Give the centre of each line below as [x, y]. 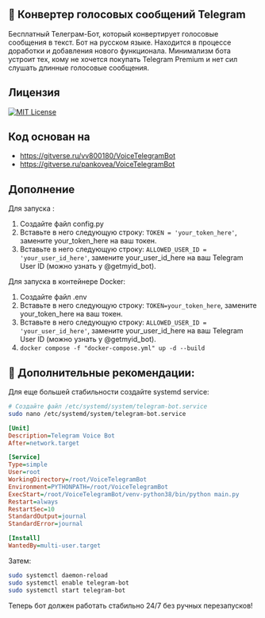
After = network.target [44, 443]
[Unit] [19, 428]
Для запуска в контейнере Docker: [67, 282]
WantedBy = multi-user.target [55, 546]
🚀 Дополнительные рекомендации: [102, 373]
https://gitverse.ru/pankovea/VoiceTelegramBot [97, 165]
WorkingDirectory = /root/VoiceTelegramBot [78, 480]
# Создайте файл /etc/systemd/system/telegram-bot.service [108, 406]
